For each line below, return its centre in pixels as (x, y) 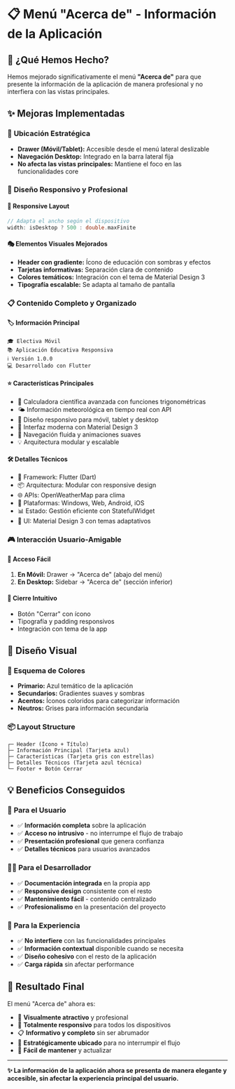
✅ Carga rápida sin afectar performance (76, 964)
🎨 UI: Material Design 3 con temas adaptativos (84, 521)
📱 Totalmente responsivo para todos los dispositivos (94, 1024)
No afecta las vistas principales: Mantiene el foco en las (99, 163)
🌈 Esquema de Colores (46, 670)
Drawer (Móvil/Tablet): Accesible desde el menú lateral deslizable (113, 149)
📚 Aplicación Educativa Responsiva (60, 350)
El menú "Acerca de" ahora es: (51, 1003)
